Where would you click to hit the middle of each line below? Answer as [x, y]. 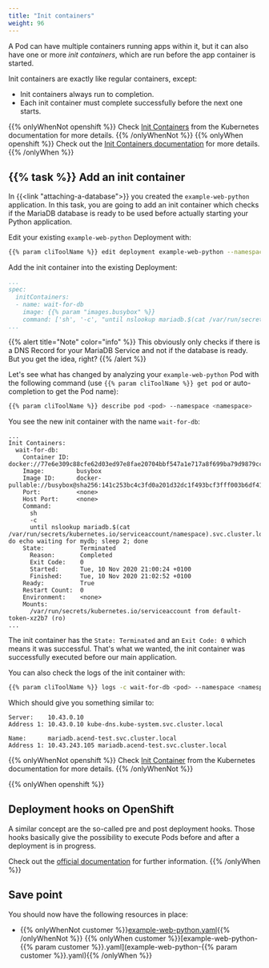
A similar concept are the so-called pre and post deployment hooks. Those [132, 829]
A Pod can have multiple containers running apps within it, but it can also [128, 46]
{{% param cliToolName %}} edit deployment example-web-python [116, 252]
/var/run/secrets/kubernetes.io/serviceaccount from [119, 612]
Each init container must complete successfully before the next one [131, 102]
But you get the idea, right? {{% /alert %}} [77, 359]
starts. [30, 111]
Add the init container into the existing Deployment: [93, 267]
